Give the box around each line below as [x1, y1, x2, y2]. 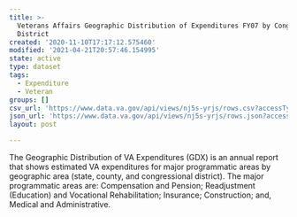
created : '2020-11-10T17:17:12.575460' [9, 37, 156, 47]
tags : [9, 71, 29, 80]
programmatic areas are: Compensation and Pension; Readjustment [9, 181, 256, 190]
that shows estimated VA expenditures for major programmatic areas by [9, 161, 271, 172]
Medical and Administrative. [9, 199, 111, 209]
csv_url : [9, 104, 42, 112]
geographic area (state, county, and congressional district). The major [9, 171, 264, 182]
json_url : [9, 112, 46, 120]
